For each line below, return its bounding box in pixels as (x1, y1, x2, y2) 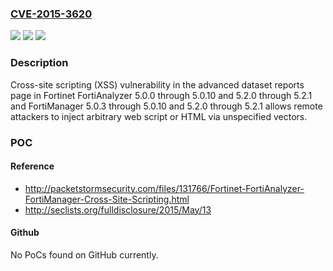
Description (10, 56, 69, 70)
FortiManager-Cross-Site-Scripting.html (24, 193, 190, 205)
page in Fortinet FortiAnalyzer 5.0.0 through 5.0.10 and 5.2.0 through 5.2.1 (10, 89, 313, 101)
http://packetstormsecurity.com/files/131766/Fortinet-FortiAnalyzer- (24, 182, 305, 194)
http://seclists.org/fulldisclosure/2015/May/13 (24, 203, 212, 216)
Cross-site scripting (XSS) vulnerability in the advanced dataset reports (10, 78, 305, 91)
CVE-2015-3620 (10, 7, 93, 21)
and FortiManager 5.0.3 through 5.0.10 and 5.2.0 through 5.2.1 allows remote (10, 100, 323, 112)
